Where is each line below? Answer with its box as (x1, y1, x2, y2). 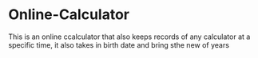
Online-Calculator (8, 6, 130, 24)
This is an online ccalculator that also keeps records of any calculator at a (8, 32, 251, 41)
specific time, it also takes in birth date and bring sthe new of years (8, 40, 230, 49)
